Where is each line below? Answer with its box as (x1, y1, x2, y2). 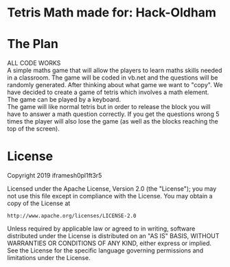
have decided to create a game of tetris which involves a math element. (7, 88, 209, 97)
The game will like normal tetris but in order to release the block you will (7, 103, 211, 111)
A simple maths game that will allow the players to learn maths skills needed (7, 67, 222, 75)
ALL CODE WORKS (7, 59, 61, 67)
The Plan (7, 36, 58, 52)
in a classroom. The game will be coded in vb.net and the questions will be (7, 73, 218, 82)
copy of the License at (7, 199, 71, 207)
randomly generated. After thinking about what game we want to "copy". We (7, 81, 223, 89)
